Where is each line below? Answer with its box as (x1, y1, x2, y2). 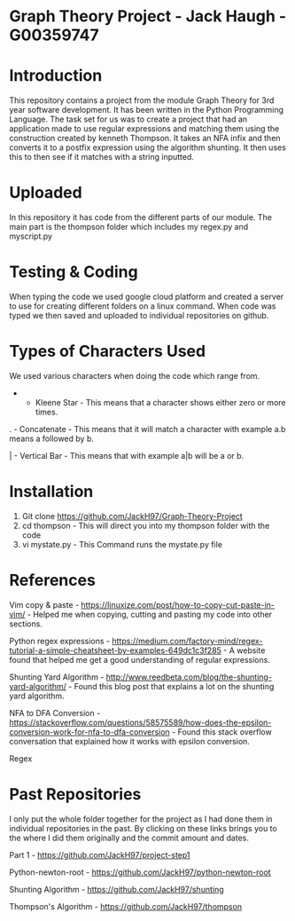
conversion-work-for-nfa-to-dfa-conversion (9, 726, 170, 737)
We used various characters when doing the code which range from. (9, 370, 260, 381)
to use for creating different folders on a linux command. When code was (9, 301, 276, 311)
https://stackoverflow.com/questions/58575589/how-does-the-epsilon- (9, 717, 272, 728)
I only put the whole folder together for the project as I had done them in (9, 814, 273, 824)
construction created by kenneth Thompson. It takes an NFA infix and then (9, 133, 281, 144)
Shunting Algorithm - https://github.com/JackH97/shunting (9, 884, 224, 894)
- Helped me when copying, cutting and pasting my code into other (27, 609, 273, 619)
